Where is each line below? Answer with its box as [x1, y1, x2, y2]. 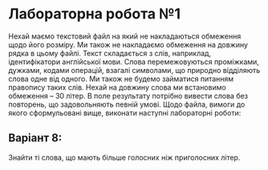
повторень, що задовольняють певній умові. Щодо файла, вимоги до [8, 99, 246, 109]
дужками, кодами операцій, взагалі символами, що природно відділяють [8, 65, 261, 75]
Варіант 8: [8, 132, 63, 145]
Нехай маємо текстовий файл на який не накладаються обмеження [8, 31, 242, 41]
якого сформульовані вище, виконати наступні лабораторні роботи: [8, 107, 242, 117]
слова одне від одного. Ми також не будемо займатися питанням [8, 74, 234, 83]
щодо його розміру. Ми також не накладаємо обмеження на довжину [8, 39, 249, 49]
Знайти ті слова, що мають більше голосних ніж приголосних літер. [8, 152, 241, 162]
